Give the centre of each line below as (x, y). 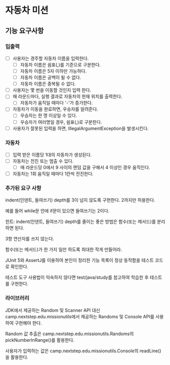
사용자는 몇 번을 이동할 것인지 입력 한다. (52, 90)
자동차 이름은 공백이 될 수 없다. (50, 78)
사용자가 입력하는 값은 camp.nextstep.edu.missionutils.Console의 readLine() (83, 351)
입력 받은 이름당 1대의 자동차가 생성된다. (52, 155)
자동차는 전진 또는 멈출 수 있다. (43, 161)
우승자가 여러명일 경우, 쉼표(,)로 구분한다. (61, 122)
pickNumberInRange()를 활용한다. (40, 340)
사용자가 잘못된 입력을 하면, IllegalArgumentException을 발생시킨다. (80, 128)
